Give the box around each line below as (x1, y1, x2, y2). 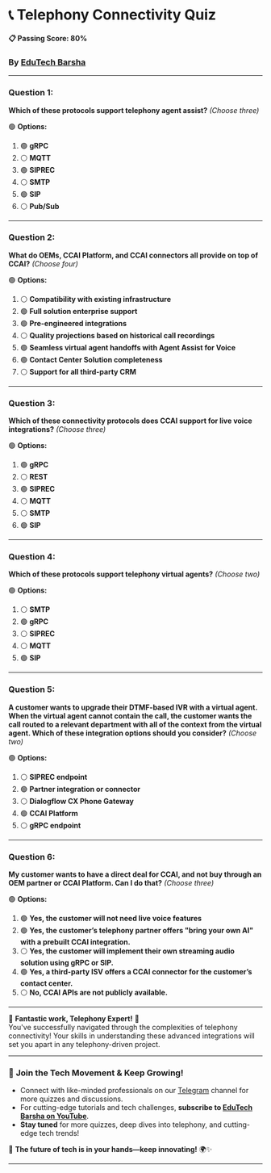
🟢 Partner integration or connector (19, 784, 141, 794)
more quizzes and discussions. (19, 1094, 123, 1104)
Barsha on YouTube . (19, 1112, 90, 1121)
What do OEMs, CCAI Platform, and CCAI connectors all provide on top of (8, 250, 258, 260)
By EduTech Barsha (8, 57, 86, 68)
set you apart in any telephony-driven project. (8, 1040, 161, 1049)
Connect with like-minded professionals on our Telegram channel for (19, 1086, 249, 1095)
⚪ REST (19, 472, 48, 482)
